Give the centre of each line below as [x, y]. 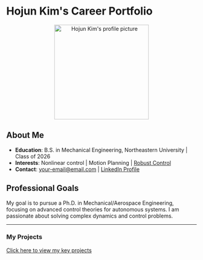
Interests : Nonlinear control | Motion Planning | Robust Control [93, 162]
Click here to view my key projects [49, 250]
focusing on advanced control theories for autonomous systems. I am [93, 209]
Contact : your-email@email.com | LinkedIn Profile [77, 169]
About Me [25, 135]
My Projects [24, 237]
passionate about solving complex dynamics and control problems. [90, 216]
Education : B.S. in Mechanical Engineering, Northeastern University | [101, 150]
